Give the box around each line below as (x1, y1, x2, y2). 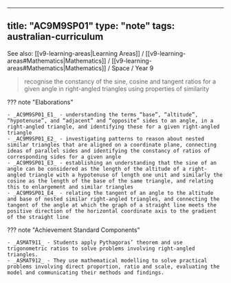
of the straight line (7, 213, 69, 220)
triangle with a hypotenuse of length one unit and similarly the (28, 171, 223, 178)
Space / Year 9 (111, 63, 154, 72)
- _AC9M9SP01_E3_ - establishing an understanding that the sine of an (7, 159, 217, 166)
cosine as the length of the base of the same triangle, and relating (7, 177, 214, 185)
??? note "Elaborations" (7, 98, 74, 106)
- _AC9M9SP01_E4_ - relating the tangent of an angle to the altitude (7, 189, 214, 196)
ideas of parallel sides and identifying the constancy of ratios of (7, 147, 211, 154)
